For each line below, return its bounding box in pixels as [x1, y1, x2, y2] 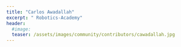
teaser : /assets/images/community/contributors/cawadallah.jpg [12, 32, 175, 38]
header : [6, 20, 26, 26]
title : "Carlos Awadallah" [6, 9, 75, 15]
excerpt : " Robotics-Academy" [6, 15, 83, 21]
